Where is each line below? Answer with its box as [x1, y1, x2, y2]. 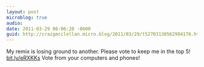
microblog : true [6, 14, 47, 21]
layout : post [6, 8, 39, 15]
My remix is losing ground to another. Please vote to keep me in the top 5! [6, 48, 191, 55]
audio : [6, 20, 23, 26]
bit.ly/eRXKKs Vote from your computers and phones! [6, 54, 140, 62]
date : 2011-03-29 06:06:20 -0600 [6, 25, 91, 32]
